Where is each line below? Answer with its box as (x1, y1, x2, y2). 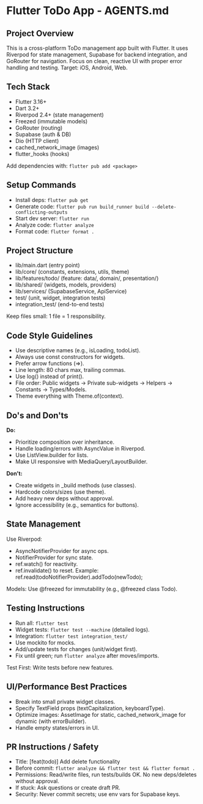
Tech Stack (6, 82, 50, 92)
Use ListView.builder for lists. (15, 452, 89, 459)
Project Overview (6, 28, 74, 39)
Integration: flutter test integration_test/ (15, 632, 128, 640)
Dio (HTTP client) (15, 137, 59, 144)
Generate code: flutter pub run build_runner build (15, 203, 150, 210)
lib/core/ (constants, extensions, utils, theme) (15, 268, 130, 276)
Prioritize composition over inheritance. (15, 438, 115, 446)
